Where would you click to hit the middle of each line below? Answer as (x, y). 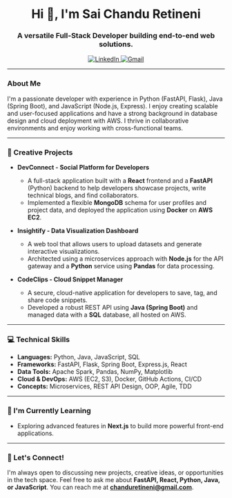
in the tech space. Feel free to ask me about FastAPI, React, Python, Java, (114, 479)
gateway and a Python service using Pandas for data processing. (121, 266)
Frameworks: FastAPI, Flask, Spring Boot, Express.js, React (102, 364)
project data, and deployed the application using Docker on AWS (120, 210)
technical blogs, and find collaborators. (83, 195)
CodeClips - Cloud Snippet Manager (70, 279)
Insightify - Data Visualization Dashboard (78, 231)
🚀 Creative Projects (40, 152)
